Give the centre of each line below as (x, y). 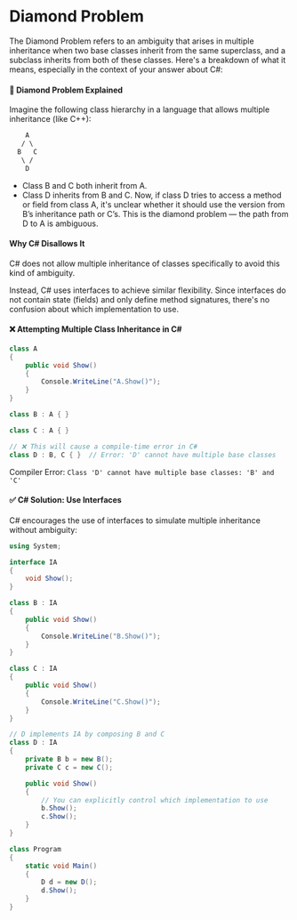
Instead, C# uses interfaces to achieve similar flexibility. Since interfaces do (148, 290)
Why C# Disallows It (47, 244)
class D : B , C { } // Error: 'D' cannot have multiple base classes (143, 455)
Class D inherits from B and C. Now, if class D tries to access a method (152, 195)
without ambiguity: (43, 529)
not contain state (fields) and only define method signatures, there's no (140, 299)
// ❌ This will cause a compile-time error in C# (104, 447)
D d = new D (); (69, 883)
